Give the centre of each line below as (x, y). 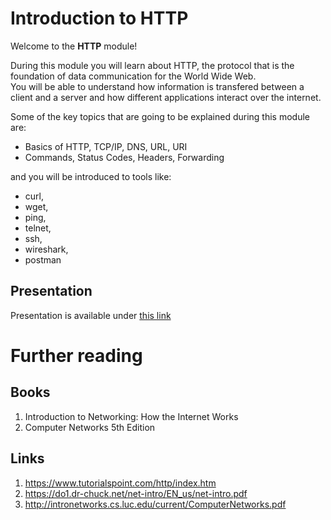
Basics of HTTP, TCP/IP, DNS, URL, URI (106, 146)
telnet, (38, 228)
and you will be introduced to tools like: (91, 176)
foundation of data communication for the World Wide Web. (133, 76)
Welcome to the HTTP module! (74, 46)
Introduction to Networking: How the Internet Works (131, 416)
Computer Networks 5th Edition (90, 427)
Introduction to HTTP (99, 18)
